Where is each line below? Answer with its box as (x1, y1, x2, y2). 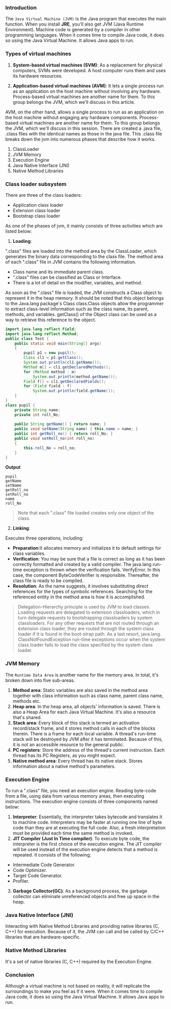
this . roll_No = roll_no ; (23, 445, 77, 451)
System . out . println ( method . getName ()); (32, 374, 117, 379)
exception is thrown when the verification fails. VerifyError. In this (23, 567, 161, 573)
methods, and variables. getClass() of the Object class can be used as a (5, 311, 157, 317)
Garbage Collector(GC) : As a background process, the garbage (12, 888, 148, 894)
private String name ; (14, 407, 60, 413)
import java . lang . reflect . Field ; (5, 326, 77, 331)
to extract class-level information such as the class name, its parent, (5, 306, 149, 312)
